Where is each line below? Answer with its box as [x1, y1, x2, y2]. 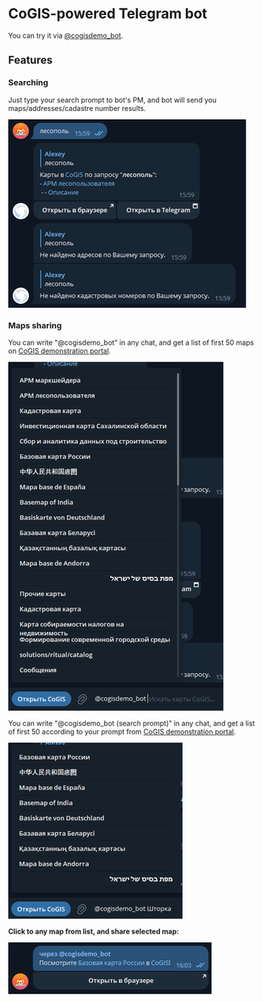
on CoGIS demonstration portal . [8, 346, 112, 355]
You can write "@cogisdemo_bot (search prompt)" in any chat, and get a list [8, 718, 255, 728]
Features [8, 54, 53, 67]
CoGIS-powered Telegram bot [8, 5, 208, 23]
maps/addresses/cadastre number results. [8, 103, 146, 113]
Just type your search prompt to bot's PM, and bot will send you [8, 95, 217, 105]
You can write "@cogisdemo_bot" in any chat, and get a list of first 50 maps [8, 338, 254, 347]
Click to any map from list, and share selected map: [8, 926, 180, 936]
